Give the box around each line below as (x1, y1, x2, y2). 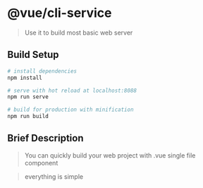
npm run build (7, 113, 49, 120)
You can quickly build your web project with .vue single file (24, 151, 196, 160)
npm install (7, 74, 42, 81)
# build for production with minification (7, 106, 134, 114)
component (24, 158, 59, 167)
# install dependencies (7, 67, 78, 75)
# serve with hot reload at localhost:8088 (7, 87, 137, 94)
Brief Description (7, 132, 84, 144)
